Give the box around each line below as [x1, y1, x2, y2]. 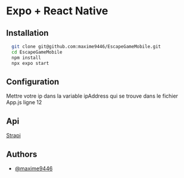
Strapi [6, 132, 21, 139]
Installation [6, 28, 49, 38]
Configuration [6, 76, 60, 87]
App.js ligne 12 [6, 99, 42, 106]
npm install [11, 55, 42, 61]
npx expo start [11, 60, 49, 66]
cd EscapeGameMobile [11, 49, 63, 55]
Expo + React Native [6, 4, 108, 18]
